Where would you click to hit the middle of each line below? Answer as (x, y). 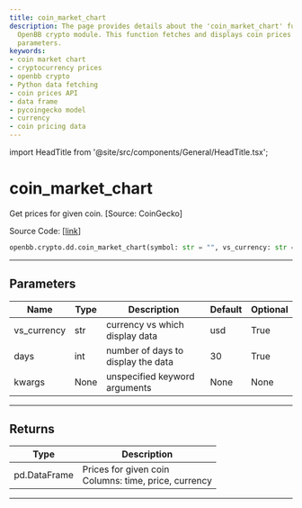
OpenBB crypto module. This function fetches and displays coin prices (155, 34)
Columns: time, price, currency (147, 481)
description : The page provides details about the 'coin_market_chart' (146, 26)
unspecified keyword (151, 376)
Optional (269, 309)
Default (226, 309)
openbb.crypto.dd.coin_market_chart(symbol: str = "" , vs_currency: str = (152, 247)
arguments (129, 387)
